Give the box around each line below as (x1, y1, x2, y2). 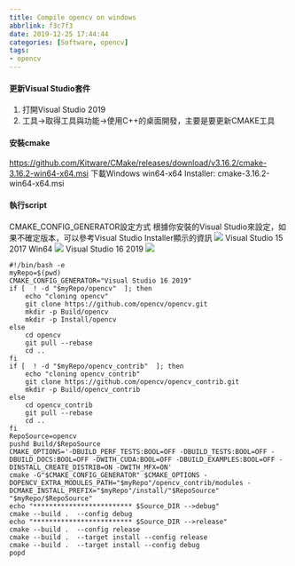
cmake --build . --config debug (9, 509, 133, 518)
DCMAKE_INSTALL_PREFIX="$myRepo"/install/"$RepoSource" (9, 486, 220, 495)
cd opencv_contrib (25, 401, 93, 410)
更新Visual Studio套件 (9, 83, 91, 93)
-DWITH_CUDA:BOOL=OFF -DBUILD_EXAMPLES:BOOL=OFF (92, 455, 276, 464)
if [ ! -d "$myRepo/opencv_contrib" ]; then (9, 362, 184, 371)
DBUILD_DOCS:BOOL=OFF (9, 455, 89, 464)
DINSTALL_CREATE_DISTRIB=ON (9, 463, 113, 472)
